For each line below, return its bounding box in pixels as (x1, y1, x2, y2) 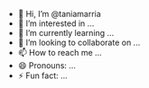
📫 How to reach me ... (17, 48, 102, 57)
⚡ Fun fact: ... (17, 70, 68, 81)
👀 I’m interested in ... (17, 18, 95, 29)
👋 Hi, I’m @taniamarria (17, 9, 101, 19)
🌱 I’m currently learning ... (17, 28, 115, 38)
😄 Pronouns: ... (17, 60, 77, 71)
